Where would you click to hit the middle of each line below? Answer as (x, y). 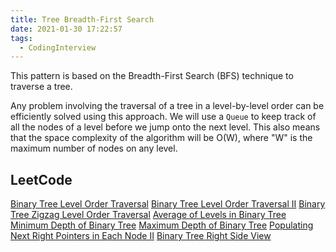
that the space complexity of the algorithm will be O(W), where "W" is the (161, 138)
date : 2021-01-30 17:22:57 (66, 29)
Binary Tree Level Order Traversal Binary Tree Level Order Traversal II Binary (168, 204)
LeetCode (41, 179)
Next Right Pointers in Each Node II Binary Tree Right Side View (141, 236)
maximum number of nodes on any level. (94, 148)
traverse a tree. (41, 87)
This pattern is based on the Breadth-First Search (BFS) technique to (152, 76)
